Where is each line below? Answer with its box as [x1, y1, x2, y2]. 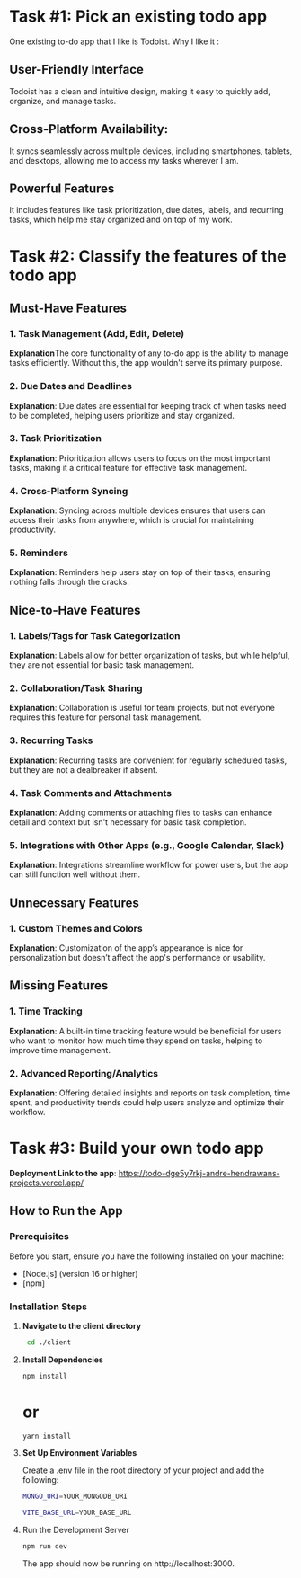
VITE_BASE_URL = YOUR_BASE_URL [22, 1508, 132, 1518]
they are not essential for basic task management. [9, 660, 195, 670]
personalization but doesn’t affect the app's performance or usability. [9, 953, 266, 962]
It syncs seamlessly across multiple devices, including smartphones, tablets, [9, 146, 293, 156]
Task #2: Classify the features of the [9, 245, 287, 266]
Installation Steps [9, 1300, 88, 1313]
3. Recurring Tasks [9, 734, 93, 747]
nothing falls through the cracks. [9, 577, 130, 588]
